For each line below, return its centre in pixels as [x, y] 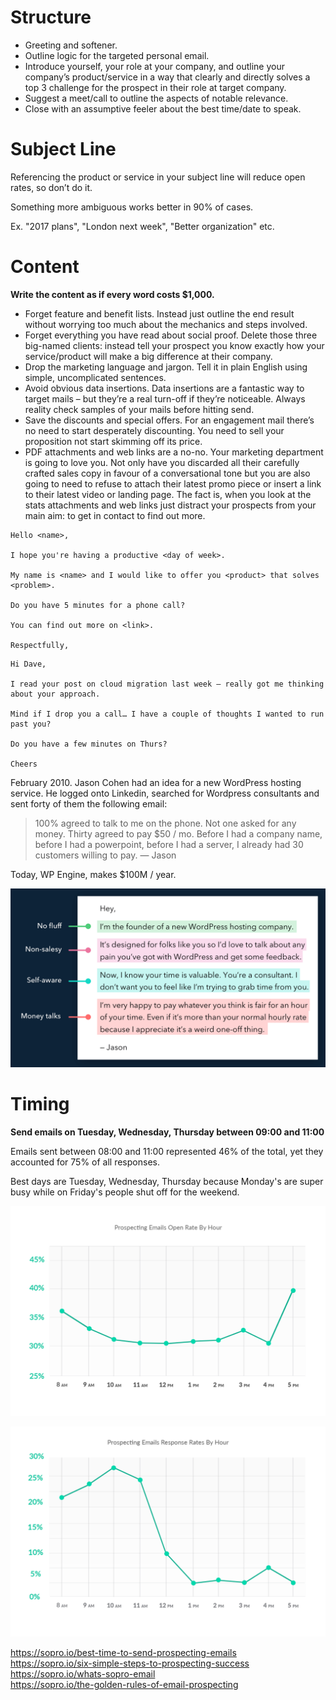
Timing [40, 1104]
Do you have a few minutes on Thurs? [89, 744]
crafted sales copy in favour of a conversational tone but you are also [167, 473]
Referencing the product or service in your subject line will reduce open [158, 177]
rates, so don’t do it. [51, 187]
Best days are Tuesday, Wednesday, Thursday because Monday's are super [167, 1182]
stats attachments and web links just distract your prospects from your [170, 505]
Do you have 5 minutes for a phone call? [98, 605]
